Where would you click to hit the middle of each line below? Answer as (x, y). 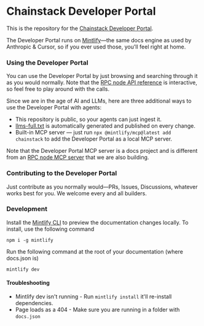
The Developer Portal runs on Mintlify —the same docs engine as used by (99, 40)
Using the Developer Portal (47, 63)
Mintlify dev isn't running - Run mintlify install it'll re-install (93, 297)
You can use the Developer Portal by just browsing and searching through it (102, 76)
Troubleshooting (28, 283)
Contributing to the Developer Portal (62, 173)
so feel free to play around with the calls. (58, 89)
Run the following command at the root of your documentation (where (95, 251)
